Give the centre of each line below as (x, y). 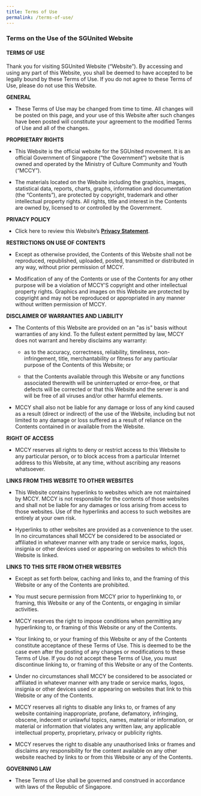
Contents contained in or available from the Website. (80, 426)
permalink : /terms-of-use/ (40, 17)
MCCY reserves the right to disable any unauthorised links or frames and (105, 744)
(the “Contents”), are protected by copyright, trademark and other (96, 195)
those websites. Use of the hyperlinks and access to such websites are (103, 511)
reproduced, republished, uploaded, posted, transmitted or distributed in (104, 261)
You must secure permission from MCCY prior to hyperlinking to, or (98, 596)
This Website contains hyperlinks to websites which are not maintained (103, 492)
